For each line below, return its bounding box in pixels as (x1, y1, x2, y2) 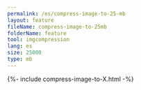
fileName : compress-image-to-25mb (7, 23, 108, 30)
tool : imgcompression (7, 36, 70, 43)
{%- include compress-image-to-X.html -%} (7, 75, 134, 83)
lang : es (7, 43, 33, 50)
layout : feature (7, 17, 54, 24)
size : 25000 (7, 50, 42, 57)
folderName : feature (7, 29, 67, 37)
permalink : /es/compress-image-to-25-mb (7, 10, 126, 17)
